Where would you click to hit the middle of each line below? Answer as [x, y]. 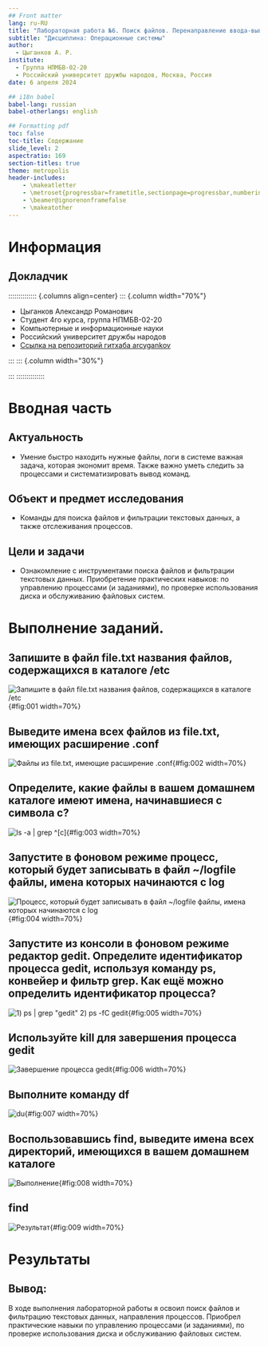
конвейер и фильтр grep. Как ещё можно [116, 981]
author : [21, 45]
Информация [55, 247]
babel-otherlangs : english [53, 112]
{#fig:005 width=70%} [165, 1012]
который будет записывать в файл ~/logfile [122, 870]
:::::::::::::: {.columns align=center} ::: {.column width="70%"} [107, 295]
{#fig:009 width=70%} [87, 1227]
